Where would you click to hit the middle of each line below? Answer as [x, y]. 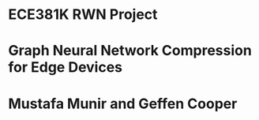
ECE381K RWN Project [83, 15]
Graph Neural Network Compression [130, 51]
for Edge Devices [66, 67]
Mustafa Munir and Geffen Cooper [123, 103]
